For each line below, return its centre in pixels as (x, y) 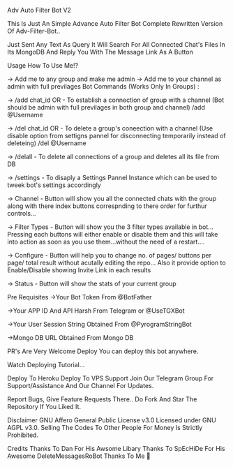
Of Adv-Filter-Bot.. (34, 31)
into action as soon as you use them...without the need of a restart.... (106, 242)
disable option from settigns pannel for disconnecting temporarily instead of (116, 136)
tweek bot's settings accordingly (54, 185)
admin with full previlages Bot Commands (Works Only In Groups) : (103, 86)
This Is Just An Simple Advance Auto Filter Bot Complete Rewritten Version (115, 23)
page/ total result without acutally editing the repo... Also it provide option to (116, 262)
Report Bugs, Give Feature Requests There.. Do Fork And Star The (102, 399)
